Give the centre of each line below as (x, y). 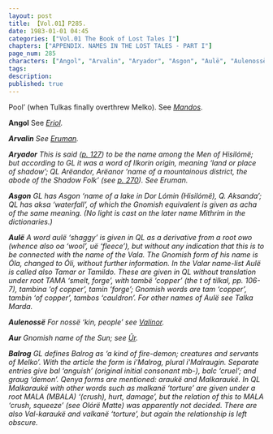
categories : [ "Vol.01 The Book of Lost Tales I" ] (94, 39)
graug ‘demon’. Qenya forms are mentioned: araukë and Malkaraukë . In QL (134, 379)
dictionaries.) (30, 221)
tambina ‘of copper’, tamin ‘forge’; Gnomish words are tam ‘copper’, (133, 289)
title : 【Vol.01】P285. (48, 24)
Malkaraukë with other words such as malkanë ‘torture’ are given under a (132, 388)
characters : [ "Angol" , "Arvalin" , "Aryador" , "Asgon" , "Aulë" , (118, 62)
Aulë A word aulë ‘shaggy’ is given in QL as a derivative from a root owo (130, 237)
